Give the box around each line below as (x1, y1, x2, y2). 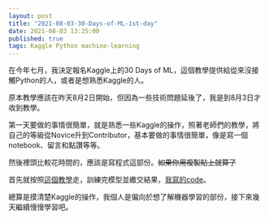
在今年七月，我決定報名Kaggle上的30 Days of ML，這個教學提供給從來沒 (8, 66, 252, 75)
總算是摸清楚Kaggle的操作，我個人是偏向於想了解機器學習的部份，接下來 (8, 192, 253, 202)
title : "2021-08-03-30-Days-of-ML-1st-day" (8, 19, 158, 28)
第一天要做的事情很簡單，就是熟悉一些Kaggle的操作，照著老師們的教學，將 (8, 120, 260, 130)
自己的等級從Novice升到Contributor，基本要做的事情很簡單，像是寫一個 (8, 131, 249, 140)
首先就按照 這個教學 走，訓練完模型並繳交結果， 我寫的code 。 (8, 175, 211, 185)
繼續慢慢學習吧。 (15, 202, 73, 212)
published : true (8, 34, 63, 43)
